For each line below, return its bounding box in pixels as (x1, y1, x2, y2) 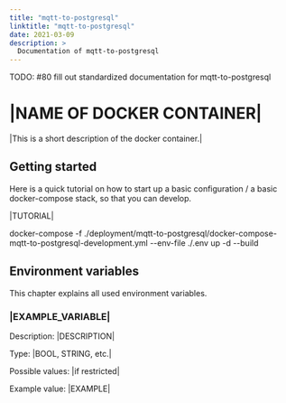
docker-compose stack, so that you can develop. (9, 192, 192, 203)
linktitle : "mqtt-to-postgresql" (9, 22, 135, 31)
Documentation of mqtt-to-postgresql (17, 47, 160, 56)
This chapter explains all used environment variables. (9, 287, 208, 298)
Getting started (9, 159, 97, 174)
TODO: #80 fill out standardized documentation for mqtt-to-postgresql (9, 71, 272, 82)
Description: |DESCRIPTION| (9, 331, 115, 342)
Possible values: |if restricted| (9, 365, 120, 376)
